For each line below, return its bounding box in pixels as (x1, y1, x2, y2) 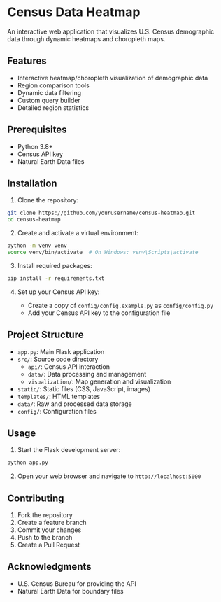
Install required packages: (17, 261, 92, 269)
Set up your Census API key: (17, 288, 100, 296)
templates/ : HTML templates (17, 392, 100, 400)
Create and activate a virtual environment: (17, 229, 138, 237)
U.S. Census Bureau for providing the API (17, 579, 136, 588)
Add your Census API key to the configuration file (27, 309, 171, 317)
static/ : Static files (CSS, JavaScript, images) (17, 384, 150, 393)
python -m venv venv (7, 242, 68, 249)
